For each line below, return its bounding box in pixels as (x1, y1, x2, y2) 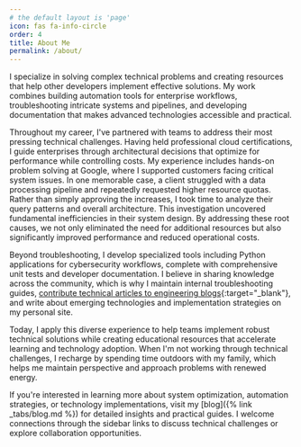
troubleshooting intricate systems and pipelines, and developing (9, 100, 248, 111)
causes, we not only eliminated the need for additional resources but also (9, 222, 282, 234)
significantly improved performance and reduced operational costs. (9, 232, 260, 243)
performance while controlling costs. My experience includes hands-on (9, 156, 275, 166)
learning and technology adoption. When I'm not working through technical (9, 344, 288, 354)
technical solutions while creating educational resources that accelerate (9, 334, 277, 344)
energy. (9, 372, 38, 383)
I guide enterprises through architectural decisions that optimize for (9, 146, 260, 157)
